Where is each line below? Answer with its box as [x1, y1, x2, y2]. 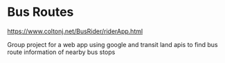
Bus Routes [7, 4, 74, 20]
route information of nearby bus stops [7, 48, 116, 56]
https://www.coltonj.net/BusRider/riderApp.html [7, 27, 143, 35]
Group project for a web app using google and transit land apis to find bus [7, 40, 218, 48]
